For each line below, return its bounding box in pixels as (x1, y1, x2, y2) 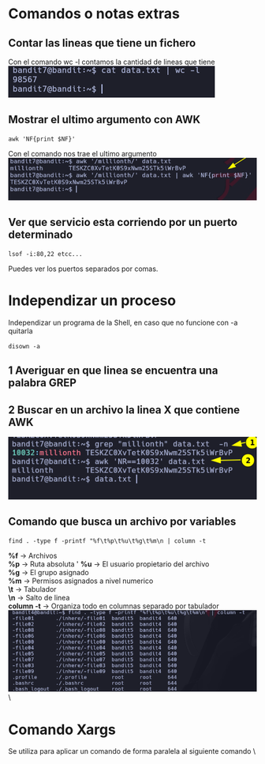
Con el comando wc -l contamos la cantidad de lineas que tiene (8, 57, 215, 66)
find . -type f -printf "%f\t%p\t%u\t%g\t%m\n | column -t (8, 536, 207, 545)
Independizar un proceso (8, 292, 176, 310)
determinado (8, 228, 73, 242)
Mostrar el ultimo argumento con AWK (8, 113, 201, 126)
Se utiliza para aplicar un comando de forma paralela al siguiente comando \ (8, 747, 256, 756)
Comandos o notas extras (8, 5, 180, 23)
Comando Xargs (8, 721, 117, 739)
